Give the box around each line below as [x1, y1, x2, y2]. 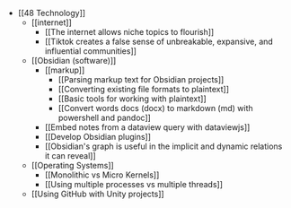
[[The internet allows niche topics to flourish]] [44, 27, 215, 37]
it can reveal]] [44, 151, 96, 160]
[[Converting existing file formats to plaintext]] [57, 84, 230, 94]
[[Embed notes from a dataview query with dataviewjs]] [44, 122, 251, 133]
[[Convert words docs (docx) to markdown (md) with [57, 103, 253, 113]
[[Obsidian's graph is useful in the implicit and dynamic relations [44, 141, 283, 152]
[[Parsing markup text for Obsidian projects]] [57, 74, 225, 84]
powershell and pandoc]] [57, 112, 151, 123]
